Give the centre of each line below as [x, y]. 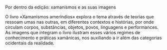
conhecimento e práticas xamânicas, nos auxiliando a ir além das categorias [83, 38]
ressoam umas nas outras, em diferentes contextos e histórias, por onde [80, 22]
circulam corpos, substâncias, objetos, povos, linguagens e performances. [82, 27]
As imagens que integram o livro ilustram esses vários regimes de [73, 32]
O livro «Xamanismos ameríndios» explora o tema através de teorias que [80, 17]
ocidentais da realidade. [30, 43]
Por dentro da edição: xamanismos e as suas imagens [61, 7]
